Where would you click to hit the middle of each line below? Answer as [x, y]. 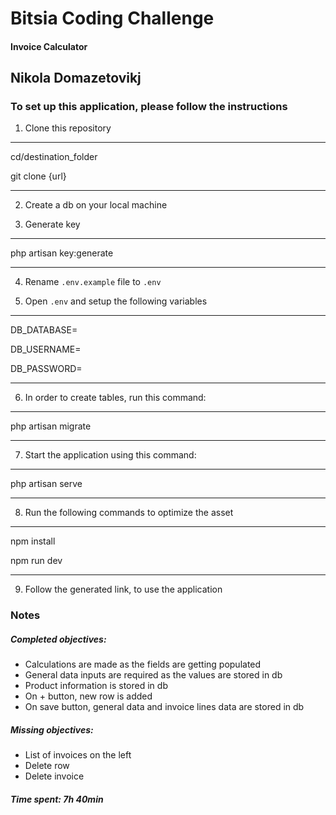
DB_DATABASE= [44, 330]
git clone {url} [38, 176]
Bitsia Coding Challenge [112, 18]
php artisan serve [46, 484]
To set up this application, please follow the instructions [149, 107]
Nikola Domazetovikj [76, 78]
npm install [33, 541]
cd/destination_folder [54, 157]
